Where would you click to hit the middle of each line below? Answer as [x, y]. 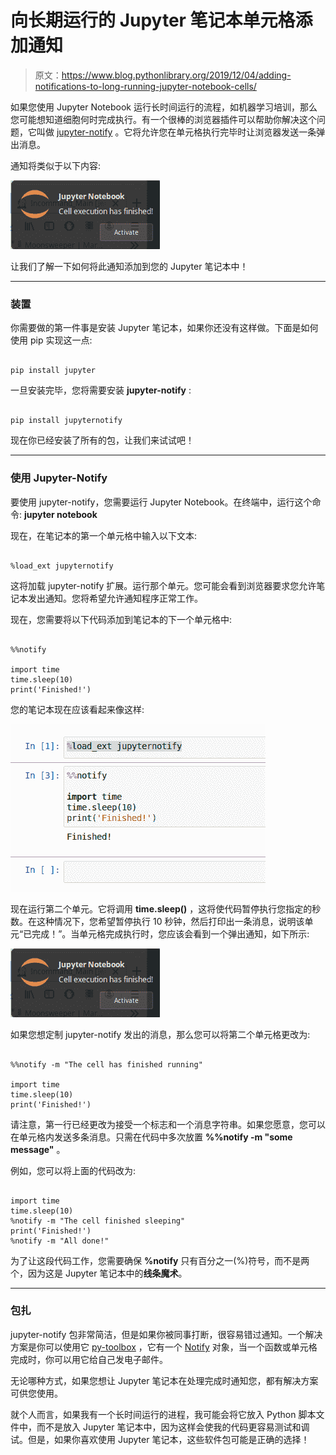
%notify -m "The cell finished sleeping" [98, 1221]
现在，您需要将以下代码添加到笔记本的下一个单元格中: [121, 619]
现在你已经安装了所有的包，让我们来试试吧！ [102, 440]
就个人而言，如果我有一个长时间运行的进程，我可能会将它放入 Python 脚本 [163, 1414]
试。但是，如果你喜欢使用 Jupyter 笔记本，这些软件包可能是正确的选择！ [160, 1439]
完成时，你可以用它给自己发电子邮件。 [89, 1359]
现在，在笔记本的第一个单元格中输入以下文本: [104, 535]
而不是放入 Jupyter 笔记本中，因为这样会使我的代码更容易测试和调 [173, 1427]
